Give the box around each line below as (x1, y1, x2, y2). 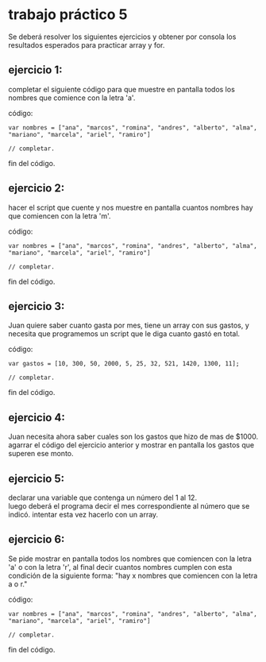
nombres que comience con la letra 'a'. (8, 93, 136, 103)
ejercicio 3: (8, 300, 65, 313)
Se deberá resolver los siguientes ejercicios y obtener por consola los (8, 32, 237, 41)
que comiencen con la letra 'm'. (8, 211, 111, 220)
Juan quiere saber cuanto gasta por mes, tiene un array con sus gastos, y (8, 320, 250, 331)
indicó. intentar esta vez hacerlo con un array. (8, 510, 159, 519)
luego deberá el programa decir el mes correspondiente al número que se (8, 501, 250, 510)
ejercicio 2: (8, 181, 65, 196)
